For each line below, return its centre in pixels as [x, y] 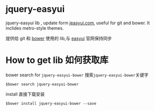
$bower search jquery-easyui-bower [42, 84]
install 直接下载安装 [25, 94]
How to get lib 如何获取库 [57, 60]
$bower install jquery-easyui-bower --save [51, 103]
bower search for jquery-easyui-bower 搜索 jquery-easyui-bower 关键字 [77, 75]
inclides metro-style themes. [35, 28]
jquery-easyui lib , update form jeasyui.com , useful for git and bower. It [78, 23]
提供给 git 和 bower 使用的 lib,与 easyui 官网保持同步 [59, 38]
